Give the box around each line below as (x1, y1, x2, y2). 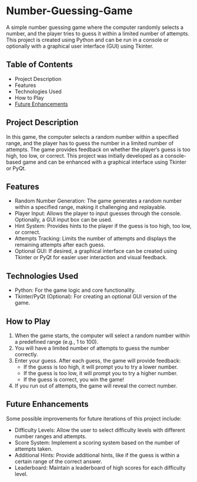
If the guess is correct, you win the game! (23, 376, 125, 383)
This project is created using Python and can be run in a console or (6, 36, 169, 43)
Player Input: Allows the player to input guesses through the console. (14, 210, 182, 217)
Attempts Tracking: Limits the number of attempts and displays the (14, 235, 176, 242)
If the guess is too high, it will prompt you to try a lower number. (23, 363, 178, 370)
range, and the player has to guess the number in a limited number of (6, 139, 174, 146)
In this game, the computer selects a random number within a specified (6, 133, 179, 140)
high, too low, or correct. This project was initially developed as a (6, 152, 163, 159)
